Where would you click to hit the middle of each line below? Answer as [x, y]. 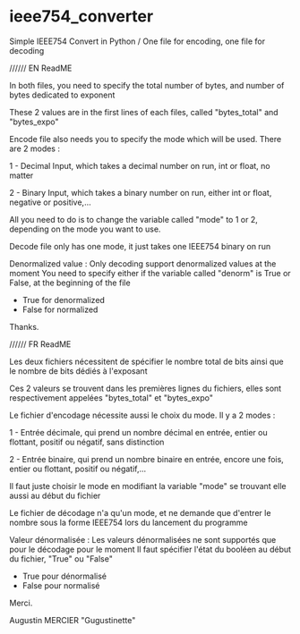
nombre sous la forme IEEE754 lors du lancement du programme [129, 522]
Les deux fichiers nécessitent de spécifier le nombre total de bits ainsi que [146, 361]
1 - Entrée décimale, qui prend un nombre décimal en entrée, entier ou [138, 432]
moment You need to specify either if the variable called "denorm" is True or [150, 273]
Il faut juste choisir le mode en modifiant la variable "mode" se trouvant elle [148, 486]
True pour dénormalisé [64, 576]
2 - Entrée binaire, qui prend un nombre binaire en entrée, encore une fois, [146, 459]
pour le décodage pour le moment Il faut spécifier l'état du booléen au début [150, 549]
